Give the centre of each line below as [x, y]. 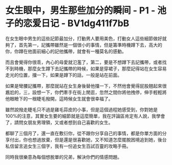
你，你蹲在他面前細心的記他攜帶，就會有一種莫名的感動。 [66, 51]
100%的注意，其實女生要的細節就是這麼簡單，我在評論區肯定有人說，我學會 [85, 116]
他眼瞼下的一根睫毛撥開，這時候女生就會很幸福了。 [59, 98]
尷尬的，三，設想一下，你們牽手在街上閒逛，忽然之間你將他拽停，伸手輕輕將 [86, 92]
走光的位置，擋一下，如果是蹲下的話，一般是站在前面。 [63, 75]
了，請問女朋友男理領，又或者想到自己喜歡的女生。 [59, 122]
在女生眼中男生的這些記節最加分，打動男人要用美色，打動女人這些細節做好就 [86, 38]
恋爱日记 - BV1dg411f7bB [76, 23]
